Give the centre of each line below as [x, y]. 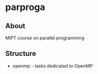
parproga [25, 7]
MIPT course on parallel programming [45, 38]
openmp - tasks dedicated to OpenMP [53, 66]
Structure [21, 54]
